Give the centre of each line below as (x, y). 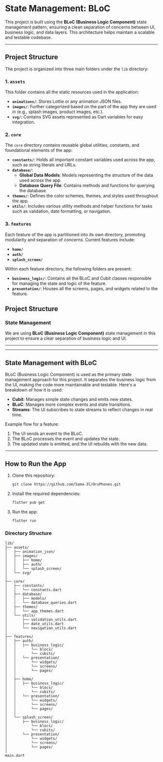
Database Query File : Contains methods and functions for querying (87, 185)
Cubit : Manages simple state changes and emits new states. (73, 399)
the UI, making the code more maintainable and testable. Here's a (70, 385)
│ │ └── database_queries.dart (41, 602)
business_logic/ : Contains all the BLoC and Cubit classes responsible (82, 278)
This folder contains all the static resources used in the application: (72, 92)
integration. (24, 122)
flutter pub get (28, 502)
